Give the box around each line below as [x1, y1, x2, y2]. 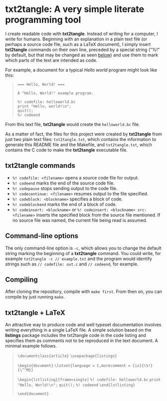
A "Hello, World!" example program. [17, 90, 94, 95]
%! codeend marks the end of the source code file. [12, 180, 115, 186]
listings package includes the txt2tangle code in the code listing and [5, 332, 146, 338]
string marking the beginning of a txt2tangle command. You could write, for [5, 250, 161, 256]
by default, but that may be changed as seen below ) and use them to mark [5, 51, 159, 58]
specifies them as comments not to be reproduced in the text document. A [5, 337, 158, 343]
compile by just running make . [5, 294, 65, 300]
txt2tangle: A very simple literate [5, 3, 145, 15]
